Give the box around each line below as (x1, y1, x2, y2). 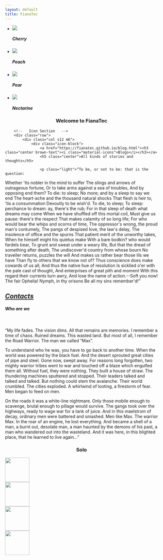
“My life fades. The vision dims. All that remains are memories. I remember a (5, 327, 158, 334)
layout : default (5, 7, 38, 12)
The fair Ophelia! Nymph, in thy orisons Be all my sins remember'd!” (5, 278, 141, 284)
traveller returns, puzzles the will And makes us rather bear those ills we (5, 252, 149, 258)
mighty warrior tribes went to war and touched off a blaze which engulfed (5, 363, 152, 369)
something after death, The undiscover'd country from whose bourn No (5, 247, 148, 253)
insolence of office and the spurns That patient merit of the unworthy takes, (5, 231, 157, 237)
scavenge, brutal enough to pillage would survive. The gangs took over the (5, 403, 155, 409)
